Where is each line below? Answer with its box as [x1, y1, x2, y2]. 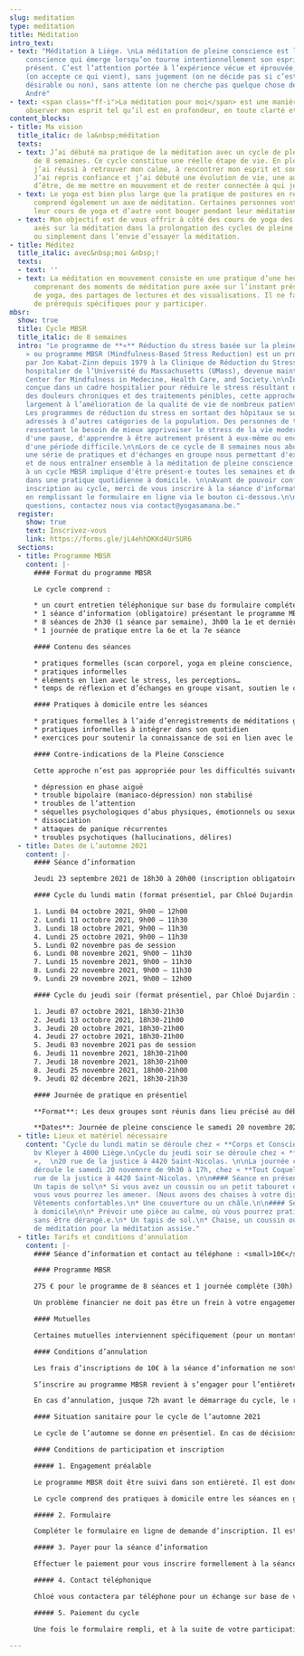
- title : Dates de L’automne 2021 [17, 841, 147, 850]
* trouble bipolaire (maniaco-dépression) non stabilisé [33, 790, 253, 800]
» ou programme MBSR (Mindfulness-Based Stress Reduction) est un [25, 349, 281, 358]
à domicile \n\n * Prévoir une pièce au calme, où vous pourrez [33, 1207, 273, 1216]
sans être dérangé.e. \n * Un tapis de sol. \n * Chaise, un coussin [33, 1216, 285, 1225]
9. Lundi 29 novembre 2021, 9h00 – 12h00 [33, 974, 193, 983]
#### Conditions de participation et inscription [33, 1445, 224, 1454]
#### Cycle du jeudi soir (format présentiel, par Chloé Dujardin [33, 990, 290, 999]
